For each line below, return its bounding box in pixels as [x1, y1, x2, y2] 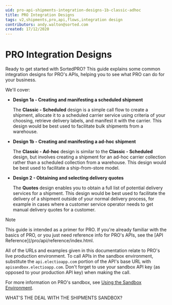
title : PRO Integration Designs [5, 12, 74, 17]
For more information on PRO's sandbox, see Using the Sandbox [5, 279, 142, 285]
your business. [5, 77, 37, 83]
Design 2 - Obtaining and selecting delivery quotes [12, 175, 124, 181]
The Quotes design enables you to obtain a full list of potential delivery [12, 185, 163, 191]
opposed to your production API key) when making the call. [5, 270, 131, 276]
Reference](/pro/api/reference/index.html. [5, 238, 94, 244]
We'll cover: [5, 87, 31, 93]
